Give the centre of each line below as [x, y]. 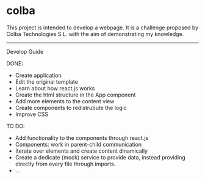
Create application [38, 75]
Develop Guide [25, 51]
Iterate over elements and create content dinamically [81, 151]
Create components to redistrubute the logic [71, 108]
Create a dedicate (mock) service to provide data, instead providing [100, 157]
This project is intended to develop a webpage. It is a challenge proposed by [103, 27]
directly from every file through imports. [65, 164]
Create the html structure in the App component [75, 95]
